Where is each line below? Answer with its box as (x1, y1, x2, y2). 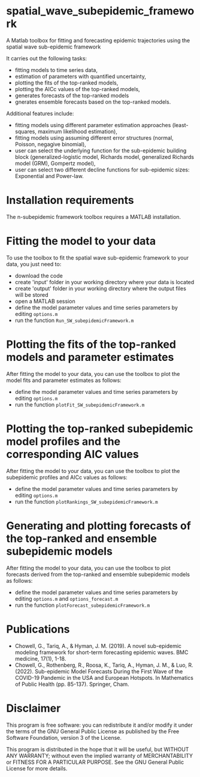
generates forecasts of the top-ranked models (14, 92, 129, 99)
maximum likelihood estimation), (38, 128, 118, 135)
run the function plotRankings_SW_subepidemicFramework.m (14, 498, 158, 505)
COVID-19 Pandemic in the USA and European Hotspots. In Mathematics (14, 674, 193, 681)
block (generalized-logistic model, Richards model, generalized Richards (14, 153, 195, 160)
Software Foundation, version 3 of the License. (6, 734, 122, 741)
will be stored (14, 291, 49, 298)
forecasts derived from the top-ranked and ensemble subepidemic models (6, 571, 190, 578)
